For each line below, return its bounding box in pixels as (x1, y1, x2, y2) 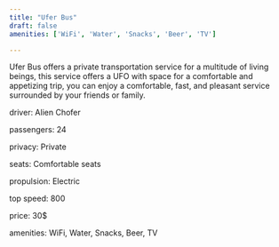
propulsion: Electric (9, 176, 81, 187)
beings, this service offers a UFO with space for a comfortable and (9, 71, 253, 82)
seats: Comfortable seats (9, 159, 101, 170)
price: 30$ (9, 211, 47, 221)
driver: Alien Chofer (9, 108, 82, 118)
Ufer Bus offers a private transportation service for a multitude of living (9, 61, 269, 72)
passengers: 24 (9, 124, 67, 135)
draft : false (9, 21, 58, 30)
